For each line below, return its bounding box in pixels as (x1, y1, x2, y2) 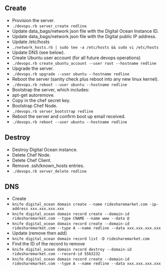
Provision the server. (12, 17, 55, 23)
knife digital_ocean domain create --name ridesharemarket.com (12, 202, 148, 207)
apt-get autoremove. (12, 92, 55, 98)
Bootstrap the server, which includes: (12, 86, 90, 92)
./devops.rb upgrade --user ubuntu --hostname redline (12, 71, 130, 77)
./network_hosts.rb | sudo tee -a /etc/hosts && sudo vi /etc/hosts (12, 45, 159, 50)
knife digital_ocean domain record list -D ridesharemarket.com (12, 236, 150, 241)
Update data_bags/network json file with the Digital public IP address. (12, 33, 157, 39)
